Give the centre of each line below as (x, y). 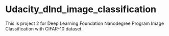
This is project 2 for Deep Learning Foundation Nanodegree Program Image (85, 23)
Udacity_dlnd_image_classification (81, 9)
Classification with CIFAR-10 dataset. (44, 28)
